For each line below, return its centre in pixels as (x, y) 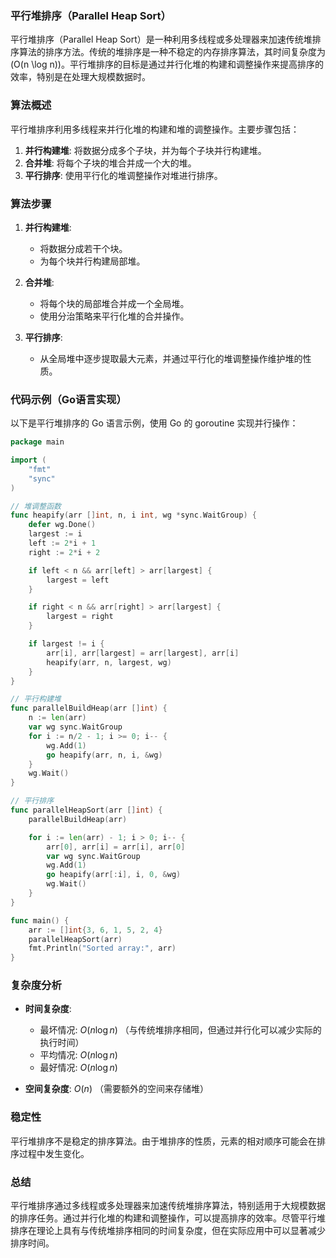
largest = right (80, 617)
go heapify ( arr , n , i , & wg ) (104, 755)
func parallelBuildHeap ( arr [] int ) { (89, 708)
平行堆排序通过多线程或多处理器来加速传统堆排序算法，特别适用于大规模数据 (168, 1206)
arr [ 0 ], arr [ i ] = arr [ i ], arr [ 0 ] (116, 847)
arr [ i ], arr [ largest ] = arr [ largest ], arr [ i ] (143, 653)
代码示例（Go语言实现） (68, 399)
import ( (28, 460)
